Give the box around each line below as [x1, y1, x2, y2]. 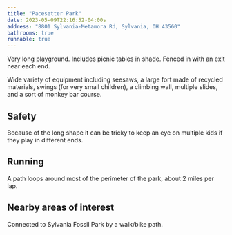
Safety [7, 110, 37, 122]
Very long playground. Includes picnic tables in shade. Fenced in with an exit [7, 55, 226, 63]
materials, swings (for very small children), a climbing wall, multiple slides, [7, 83, 218, 91]
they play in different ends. [7, 135, 84, 144]
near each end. [7, 62, 50, 70]
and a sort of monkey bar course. [7, 91, 102, 99]
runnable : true [7, 36, 51, 43]
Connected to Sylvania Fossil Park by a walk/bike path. [7, 220, 164, 228]
